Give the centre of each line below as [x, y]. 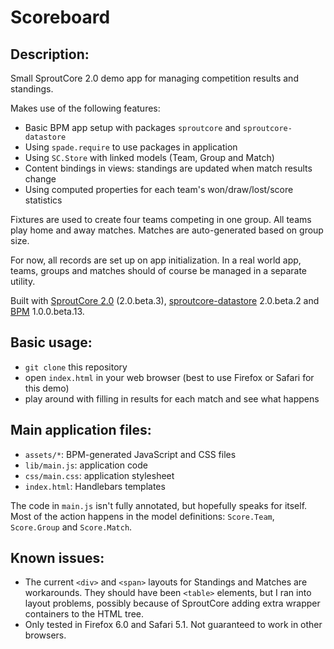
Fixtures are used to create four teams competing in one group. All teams [161, 219]
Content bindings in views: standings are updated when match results [168, 168]
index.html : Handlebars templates [95, 486]
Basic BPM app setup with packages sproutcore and [133, 127]
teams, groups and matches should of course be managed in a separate [159, 270]
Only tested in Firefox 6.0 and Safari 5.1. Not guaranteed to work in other [173, 625]
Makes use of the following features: [85, 108]
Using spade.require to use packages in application [131, 147]
